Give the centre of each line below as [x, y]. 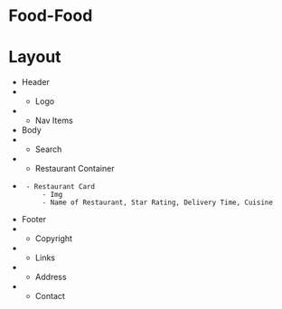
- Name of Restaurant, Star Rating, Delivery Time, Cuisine [157, 203]
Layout [35, 57]
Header [36, 82]
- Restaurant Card [61, 187]
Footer [34, 220]
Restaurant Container [75, 169]
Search [48, 149]
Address [51, 277]
